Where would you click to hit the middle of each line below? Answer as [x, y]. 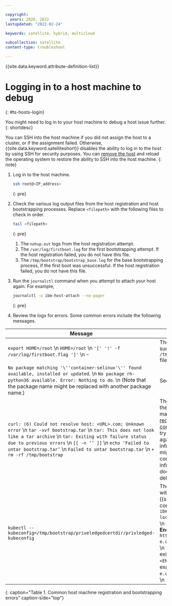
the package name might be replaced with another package [80, 386]
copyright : [17, 14]
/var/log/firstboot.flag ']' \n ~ [48, 354]
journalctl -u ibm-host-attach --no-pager [59, 296]
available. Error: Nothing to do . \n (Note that [89, 380]
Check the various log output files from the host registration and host [85, 203]
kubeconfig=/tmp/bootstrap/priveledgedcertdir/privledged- [81, 533]
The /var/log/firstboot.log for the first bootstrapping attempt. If [90, 249]
